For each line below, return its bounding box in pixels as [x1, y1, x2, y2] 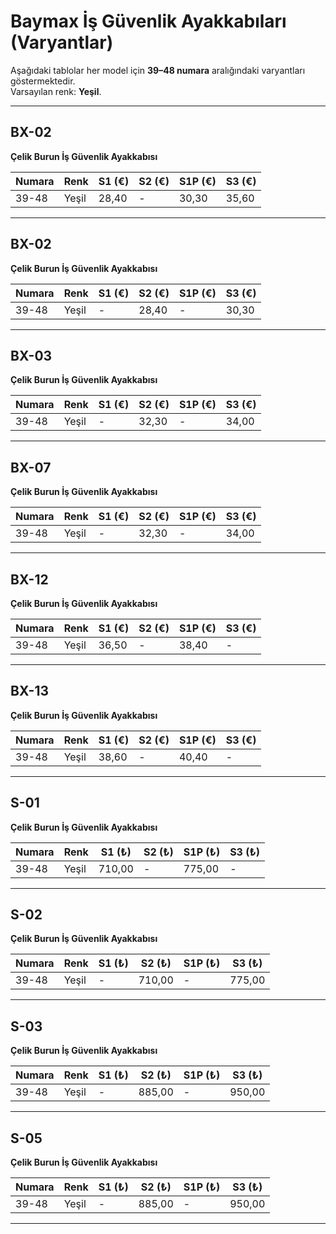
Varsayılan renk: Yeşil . [10, 85, 102, 97]
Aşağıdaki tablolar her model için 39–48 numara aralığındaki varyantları [10, 64, 306, 76]
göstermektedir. [10, 75, 76, 87]
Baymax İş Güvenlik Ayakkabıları [10, 10, 287, 33]
